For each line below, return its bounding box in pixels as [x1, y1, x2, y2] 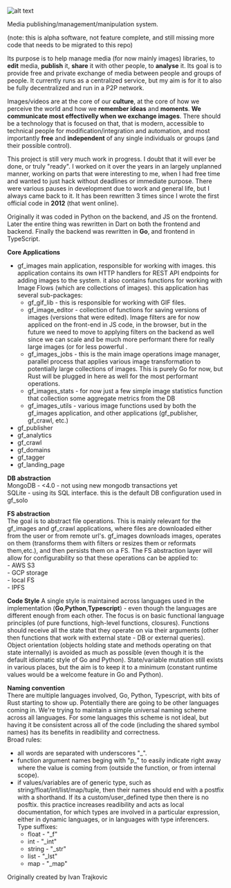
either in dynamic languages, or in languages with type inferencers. [17, 815, 210, 823]
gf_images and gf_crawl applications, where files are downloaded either [7, 524, 212, 532]
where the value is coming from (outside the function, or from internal [17, 764, 216, 771]
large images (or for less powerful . [27, 343, 128, 350]
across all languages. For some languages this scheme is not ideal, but [7, 713, 209, 721]
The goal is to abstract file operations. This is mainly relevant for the [7, 517, 201, 525]
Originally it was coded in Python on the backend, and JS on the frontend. [7, 212, 218, 221]
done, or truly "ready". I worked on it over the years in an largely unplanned [7, 162, 222, 170]
